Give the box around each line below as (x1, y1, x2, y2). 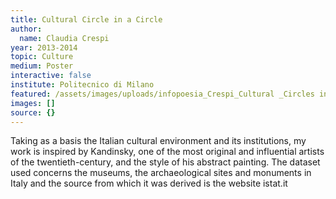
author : (10, 24, 43, 34)
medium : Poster (10, 61, 74, 71)
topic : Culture (10, 52, 74, 62)
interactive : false (10, 71, 92, 81)
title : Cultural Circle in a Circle (10, 14, 163, 25)
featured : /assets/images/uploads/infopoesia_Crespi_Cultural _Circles (10, 89, 315, 99)
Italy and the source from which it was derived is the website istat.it (10, 177, 288, 190)
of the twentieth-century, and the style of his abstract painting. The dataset (10, 156, 321, 168)
